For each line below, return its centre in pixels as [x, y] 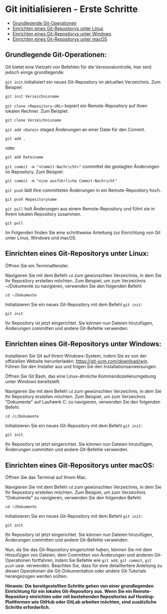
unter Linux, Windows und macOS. [41, 238]
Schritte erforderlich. [28, 607]
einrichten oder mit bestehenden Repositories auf [82, 596]
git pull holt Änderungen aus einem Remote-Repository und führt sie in [80, 208]
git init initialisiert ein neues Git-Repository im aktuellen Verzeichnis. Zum [83, 82]
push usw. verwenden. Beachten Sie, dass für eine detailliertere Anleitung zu [84, 566]
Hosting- [145, 596]
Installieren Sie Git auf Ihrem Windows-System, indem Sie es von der [76, 356]
